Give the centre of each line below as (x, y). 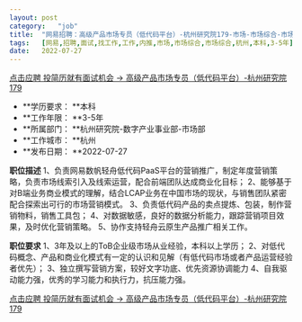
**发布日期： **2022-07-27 (75, 152)
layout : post (34, 18)
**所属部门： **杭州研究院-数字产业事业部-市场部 (114, 129)
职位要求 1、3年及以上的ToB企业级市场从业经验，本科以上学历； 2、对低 (143, 246)
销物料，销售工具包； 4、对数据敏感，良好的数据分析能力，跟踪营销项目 (143, 216)
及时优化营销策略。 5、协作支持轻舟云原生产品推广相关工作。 (139, 227)
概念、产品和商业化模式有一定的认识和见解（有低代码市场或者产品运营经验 (155, 257)
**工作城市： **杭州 (59, 140)
